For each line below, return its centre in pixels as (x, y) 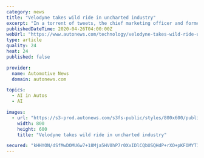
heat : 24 (17, 51)
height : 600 (32, 129)
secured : (17, 146)
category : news (25, 12)
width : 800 (31, 123)
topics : (16, 90)
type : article (24, 40)
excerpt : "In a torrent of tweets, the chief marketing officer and (95, 23)
